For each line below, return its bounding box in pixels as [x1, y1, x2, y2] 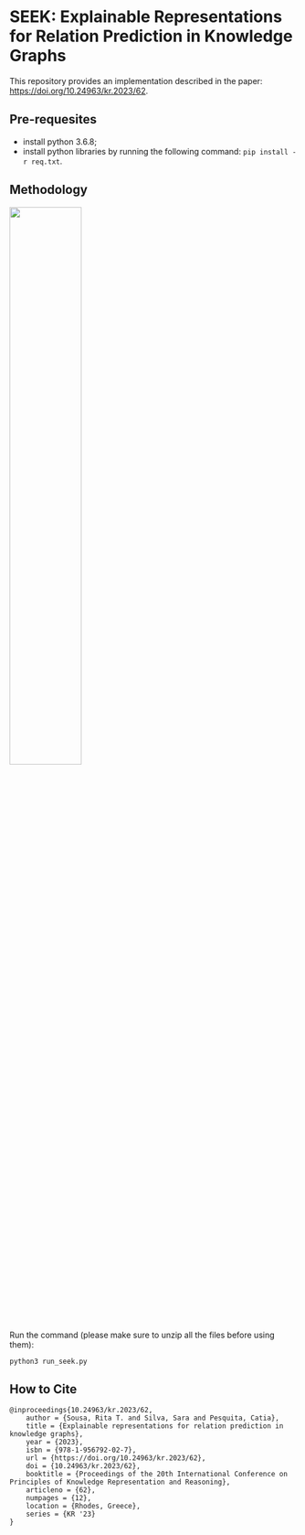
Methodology [9, 182, 89, 198]
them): [9, 1338, 35, 1350]
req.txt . [31, 156, 63, 166]
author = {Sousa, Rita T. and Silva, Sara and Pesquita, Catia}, [26, 1413, 280, 1423]
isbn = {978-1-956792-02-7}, [26, 1445, 137, 1455]
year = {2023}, [26, 1438, 84, 1447]
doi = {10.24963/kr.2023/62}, [26, 1462, 142, 1471]
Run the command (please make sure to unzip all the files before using [9, 1329, 276, 1340]
